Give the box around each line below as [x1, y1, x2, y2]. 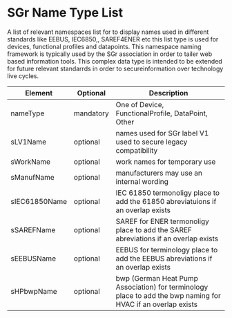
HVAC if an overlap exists [115, 299, 198, 309]
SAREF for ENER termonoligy [115, 216, 209, 226]
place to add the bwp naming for [115, 290, 221, 300]
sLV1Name [10, 137, 47, 147]
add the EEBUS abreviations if [115, 254, 213, 263]
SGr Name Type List [7, 5, 123, 21]
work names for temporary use [115, 157, 216, 167]
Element [25, 88, 53, 97]
